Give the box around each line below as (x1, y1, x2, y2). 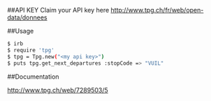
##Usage (7, 27, 34, 35)
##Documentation (7, 72, 59, 81)
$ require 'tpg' (7, 47, 54, 54)
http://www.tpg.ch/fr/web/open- (110, 6, 204, 14)
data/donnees (7, 13, 48, 22)
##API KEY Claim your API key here (7, 6, 110, 14)
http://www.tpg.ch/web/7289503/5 (7, 86, 108, 94)
